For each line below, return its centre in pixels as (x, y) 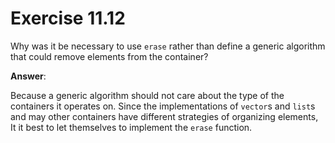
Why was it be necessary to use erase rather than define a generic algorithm (168, 46)
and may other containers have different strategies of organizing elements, (164, 116)
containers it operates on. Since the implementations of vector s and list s (163, 106)
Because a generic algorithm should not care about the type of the (147, 95)
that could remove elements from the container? (109, 56)
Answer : (28, 76)
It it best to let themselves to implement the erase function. (131, 127)
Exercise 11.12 (68, 18)
